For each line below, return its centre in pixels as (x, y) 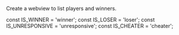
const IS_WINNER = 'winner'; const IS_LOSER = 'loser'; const (81, 20)
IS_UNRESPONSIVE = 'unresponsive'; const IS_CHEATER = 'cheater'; (90, 26)
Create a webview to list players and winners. (61, 8)
